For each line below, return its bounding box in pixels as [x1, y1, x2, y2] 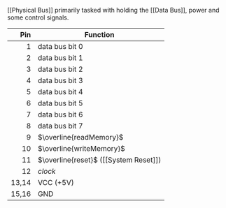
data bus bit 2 [37, 64, 83, 74]
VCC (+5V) [37, 178, 75, 187]
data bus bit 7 [37, 121, 83, 131]
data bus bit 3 [37, 76, 83, 85]
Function [84, 30, 115, 39]
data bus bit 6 [37, 110, 83, 119]
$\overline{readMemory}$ [37, 133, 124, 142]
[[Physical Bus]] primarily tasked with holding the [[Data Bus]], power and [7, 6, 220, 14]
